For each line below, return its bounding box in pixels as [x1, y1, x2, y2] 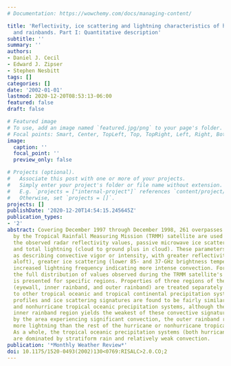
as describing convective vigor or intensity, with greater [13, 252, 189, 259]
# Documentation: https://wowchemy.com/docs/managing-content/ [7, 10, 192, 17]
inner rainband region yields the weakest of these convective [13, 310, 198, 316]
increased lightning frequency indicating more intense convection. [13, 265, 214, 272]
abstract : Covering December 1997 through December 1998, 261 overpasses [7, 226, 223, 233]
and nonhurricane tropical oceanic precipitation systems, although [13, 303, 214, 310]
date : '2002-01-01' [7, 87, 63, 94]
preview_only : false [13, 156, 72, 164]
